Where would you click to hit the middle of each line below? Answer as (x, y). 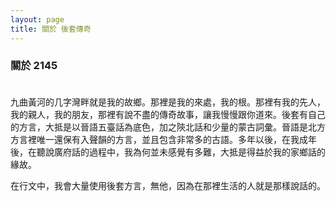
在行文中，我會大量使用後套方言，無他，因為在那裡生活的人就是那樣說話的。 (168, 185)
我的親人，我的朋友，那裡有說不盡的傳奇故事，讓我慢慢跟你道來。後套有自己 (168, 114)
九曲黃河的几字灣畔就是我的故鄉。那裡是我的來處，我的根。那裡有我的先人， (168, 102)
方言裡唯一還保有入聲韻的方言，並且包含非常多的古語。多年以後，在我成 (159, 139)
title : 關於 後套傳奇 (51, 29)
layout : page (37, 19)
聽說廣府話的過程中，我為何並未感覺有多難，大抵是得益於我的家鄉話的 (181, 152)
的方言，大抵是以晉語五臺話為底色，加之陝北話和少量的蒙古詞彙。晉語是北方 (168, 127)
